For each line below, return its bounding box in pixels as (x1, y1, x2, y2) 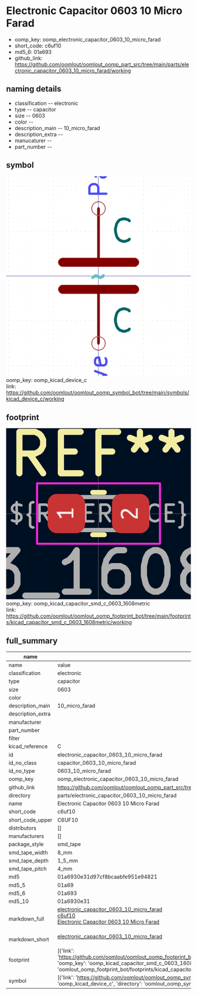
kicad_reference (8, 743, 48, 750)
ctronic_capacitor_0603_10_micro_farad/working (14, 67, 131, 74)
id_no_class (8, 759, 37, 766)
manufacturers (8, 833, 45, 840)
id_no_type (8, 768, 35, 775)
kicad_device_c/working (6, 396, 64, 403)
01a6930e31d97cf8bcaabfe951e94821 (57, 873, 158, 880)
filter (8, 735, 21, 742)
